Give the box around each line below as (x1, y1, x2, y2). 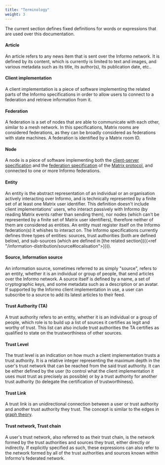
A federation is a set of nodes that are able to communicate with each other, (5, 119, 160, 125)
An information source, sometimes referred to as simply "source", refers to (5, 265, 157, 271)
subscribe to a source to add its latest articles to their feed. (5, 291, 125, 298)
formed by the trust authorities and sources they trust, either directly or (5, 439, 150, 445)
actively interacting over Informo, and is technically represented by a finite (5, 196, 157, 201)
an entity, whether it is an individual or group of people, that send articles (5, 270, 154, 276)
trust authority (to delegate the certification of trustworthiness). (5, 379, 134, 385)
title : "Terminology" (5, 7, 50, 12)
